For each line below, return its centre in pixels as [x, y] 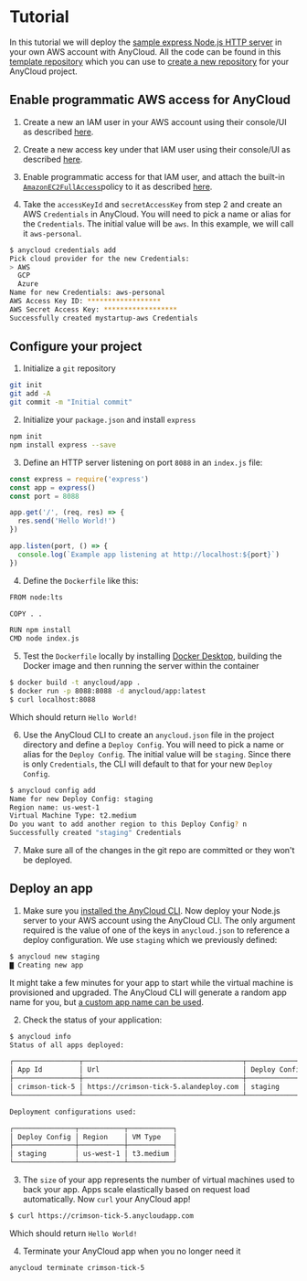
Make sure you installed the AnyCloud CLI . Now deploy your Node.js [151, 910]
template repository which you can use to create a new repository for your [149, 61]
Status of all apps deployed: [67, 1045]
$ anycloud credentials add [63, 250]
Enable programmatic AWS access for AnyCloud [150, 100]
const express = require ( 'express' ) [79, 479]
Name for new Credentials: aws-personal [88, 293]
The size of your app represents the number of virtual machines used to [159, 1180]
